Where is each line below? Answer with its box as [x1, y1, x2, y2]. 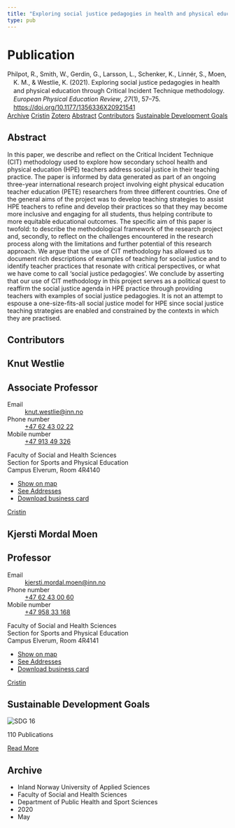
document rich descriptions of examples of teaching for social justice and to [7, 254, 227, 262]
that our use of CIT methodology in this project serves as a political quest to [7, 276, 226, 285]
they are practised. [7, 314, 62, 322]
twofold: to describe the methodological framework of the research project [7, 225, 223, 233]
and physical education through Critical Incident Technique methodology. [13, 87, 225, 95]
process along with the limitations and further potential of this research [7, 239, 212, 248]
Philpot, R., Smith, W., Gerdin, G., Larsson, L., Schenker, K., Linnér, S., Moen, [7, 70, 227, 78]
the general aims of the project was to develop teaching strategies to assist [7, 195, 224, 203]
